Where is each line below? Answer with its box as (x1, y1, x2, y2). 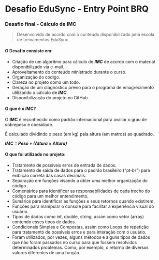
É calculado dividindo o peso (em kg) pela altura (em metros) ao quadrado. (5, 131, 154, 137)
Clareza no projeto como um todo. (12, 79, 81, 85)
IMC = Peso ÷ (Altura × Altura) (5, 140, 67, 146)
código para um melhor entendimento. (12, 193, 88, 199)
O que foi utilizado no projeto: (5, 152, 66, 157)
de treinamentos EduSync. (16, 37, 70, 43)
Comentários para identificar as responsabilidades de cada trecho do (12, 188, 150, 194)
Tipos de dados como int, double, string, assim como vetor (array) (12, 214, 144, 220)
